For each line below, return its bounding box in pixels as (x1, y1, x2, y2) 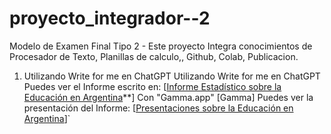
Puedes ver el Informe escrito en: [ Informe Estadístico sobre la (23, 80, 282, 92)
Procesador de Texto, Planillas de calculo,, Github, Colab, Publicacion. (9, 50, 299, 62)
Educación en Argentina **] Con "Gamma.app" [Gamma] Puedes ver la (23, 91, 314, 103)
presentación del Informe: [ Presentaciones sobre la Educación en (23, 102, 294, 114)
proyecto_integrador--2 (9, 7, 211, 30)
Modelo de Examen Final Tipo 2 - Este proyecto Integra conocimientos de (9, 40, 313, 52)
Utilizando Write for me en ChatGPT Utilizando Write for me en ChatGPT (23, 70, 321, 82)
